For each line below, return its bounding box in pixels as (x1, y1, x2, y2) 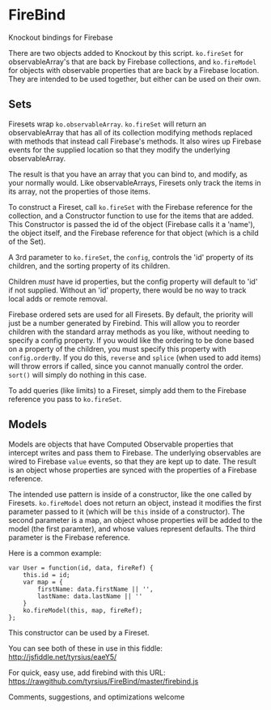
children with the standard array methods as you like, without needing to (8, 327, 250, 336)
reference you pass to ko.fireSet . (8, 394, 122, 404)
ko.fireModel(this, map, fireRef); (23, 606, 143, 614)
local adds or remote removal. (8, 293, 108, 303)
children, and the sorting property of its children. (8, 261, 171, 271)
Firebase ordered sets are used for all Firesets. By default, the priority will (8, 310, 253, 319)
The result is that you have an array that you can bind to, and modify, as (8, 169, 248, 179)
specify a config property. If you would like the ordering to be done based (8, 335, 255, 345)
